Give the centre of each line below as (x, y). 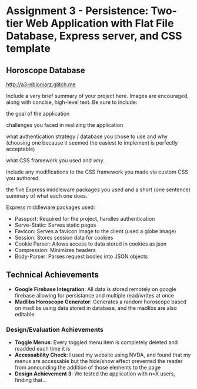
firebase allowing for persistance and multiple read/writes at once (94, 295)
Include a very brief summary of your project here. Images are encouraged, (98, 96)
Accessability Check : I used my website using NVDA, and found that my (103, 355)
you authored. (23, 178)
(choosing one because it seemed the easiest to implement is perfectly (92, 143)
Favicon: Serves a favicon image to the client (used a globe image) (95, 231)
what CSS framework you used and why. (55, 160)
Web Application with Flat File (100, 23)
